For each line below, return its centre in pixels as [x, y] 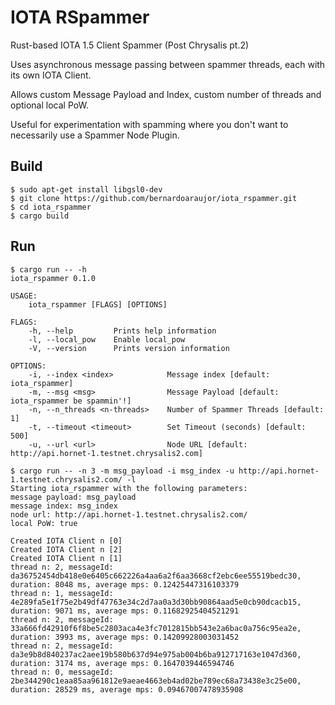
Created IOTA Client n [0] [66, 541]
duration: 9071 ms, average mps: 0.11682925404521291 [125, 611]
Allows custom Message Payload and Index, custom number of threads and [166, 94]
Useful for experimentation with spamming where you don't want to [149, 124]
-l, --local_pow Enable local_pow [107, 339]
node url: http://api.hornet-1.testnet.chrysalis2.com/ [129, 514]
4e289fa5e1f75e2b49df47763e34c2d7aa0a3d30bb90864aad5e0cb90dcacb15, [156, 602]
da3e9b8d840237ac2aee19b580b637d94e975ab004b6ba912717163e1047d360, [156, 654]
